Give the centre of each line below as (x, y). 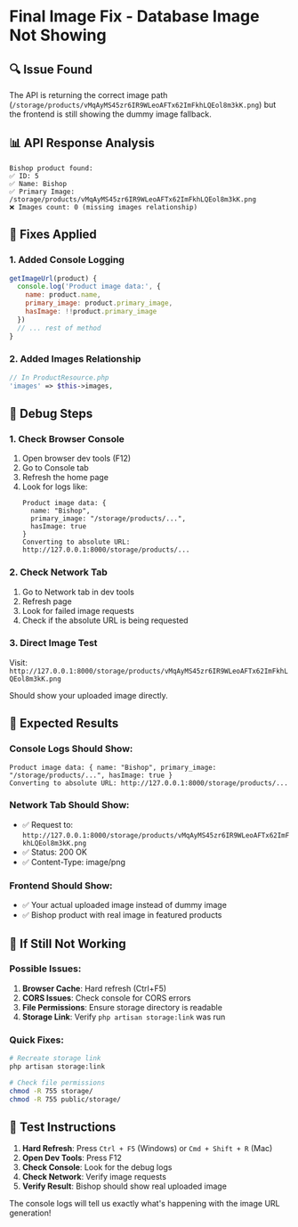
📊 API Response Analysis (82, 143)
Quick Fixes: (36, 1040)
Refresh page (47, 601)
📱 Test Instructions (63, 1127)
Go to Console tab (55, 468)
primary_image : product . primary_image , (99, 303)
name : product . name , (63, 295)
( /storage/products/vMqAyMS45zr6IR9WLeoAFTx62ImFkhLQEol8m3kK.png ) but (143, 105)
